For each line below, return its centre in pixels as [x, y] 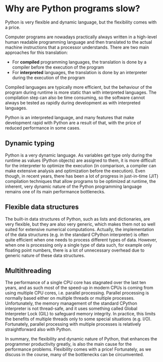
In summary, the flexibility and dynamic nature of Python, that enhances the [81, 339]
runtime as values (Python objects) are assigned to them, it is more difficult [81, 160]
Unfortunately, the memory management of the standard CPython [71, 303]
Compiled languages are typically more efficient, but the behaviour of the [79, 87]
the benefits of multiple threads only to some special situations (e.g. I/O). [78, 319]
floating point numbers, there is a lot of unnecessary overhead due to [75, 250]
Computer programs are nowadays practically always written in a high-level [81, 37]
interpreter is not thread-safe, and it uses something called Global [71, 309]
